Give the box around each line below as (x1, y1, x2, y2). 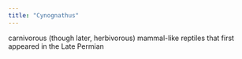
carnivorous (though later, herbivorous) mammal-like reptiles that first (8, 33, 235, 42)
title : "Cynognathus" (8, 11, 80, 20)
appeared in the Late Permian (8, 41, 105, 51)
